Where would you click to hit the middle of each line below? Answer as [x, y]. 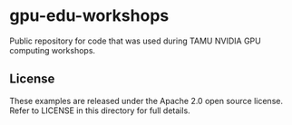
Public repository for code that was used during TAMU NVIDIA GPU [135, 41]
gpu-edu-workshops [89, 16]
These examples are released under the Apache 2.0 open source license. [146, 101]
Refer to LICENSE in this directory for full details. [100, 111]
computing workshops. [53, 50]
